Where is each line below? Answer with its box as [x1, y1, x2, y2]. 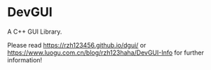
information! [7, 55, 43, 64]
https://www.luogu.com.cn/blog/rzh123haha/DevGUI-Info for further [7, 48, 205, 57]
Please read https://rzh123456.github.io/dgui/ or [7, 41, 147, 49]
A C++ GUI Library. [7, 27, 62, 36]
